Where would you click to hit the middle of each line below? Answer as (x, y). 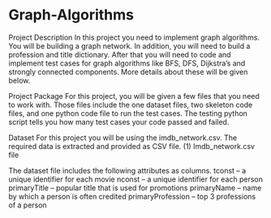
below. (19, 80)
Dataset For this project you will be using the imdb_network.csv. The (123, 137)
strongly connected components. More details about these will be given (128, 71)
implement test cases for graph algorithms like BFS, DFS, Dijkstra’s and (127, 63)
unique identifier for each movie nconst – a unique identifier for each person (136, 179)
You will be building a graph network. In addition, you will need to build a (129, 45)
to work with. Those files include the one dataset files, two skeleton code (131, 105)
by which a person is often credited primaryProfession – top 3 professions (132, 196)
